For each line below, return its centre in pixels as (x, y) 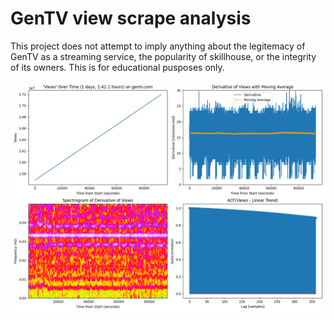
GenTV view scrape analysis (131, 18)
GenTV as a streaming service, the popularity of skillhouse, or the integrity (163, 56)
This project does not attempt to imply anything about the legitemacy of (158, 46)
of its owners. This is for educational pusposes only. (117, 67)
